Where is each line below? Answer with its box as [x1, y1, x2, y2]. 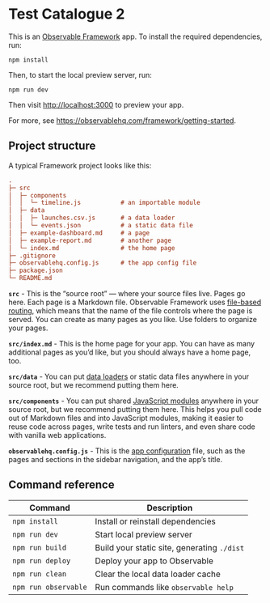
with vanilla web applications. [8, 431, 107, 440]
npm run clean [12, 569, 67, 579]
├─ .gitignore [8, 252, 57, 260]
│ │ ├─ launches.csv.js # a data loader [8, 214, 175, 223]
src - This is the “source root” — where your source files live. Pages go [8, 289, 246, 298]
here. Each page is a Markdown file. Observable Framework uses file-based [8, 297, 262, 307]
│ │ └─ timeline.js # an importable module [8, 199, 200, 207]
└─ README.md [8, 274, 53, 282]
